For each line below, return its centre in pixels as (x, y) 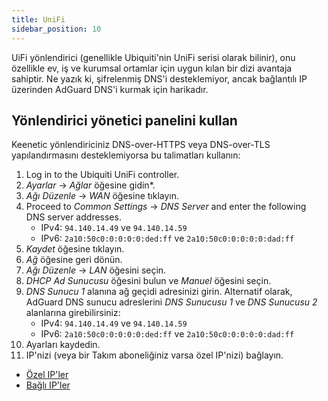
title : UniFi (38, 19)
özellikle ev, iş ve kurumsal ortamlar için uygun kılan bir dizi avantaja (152, 68)
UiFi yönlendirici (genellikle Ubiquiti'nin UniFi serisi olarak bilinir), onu (153, 57)
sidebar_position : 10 (56, 29)
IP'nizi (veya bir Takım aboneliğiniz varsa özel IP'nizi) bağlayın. (154, 355)
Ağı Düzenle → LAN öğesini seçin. (96, 270)
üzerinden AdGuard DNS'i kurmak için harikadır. (110, 89)
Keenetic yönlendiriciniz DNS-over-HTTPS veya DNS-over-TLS (141, 145)
